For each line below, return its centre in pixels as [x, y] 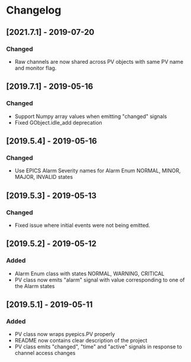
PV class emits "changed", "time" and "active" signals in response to [98, 347]
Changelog [34, 10]
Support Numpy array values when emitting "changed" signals [91, 116]
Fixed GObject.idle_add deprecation [58, 122]
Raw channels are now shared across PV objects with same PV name [99, 61]
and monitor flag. [35, 68]
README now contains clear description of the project [81, 341]
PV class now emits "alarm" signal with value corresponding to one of [100, 280]
